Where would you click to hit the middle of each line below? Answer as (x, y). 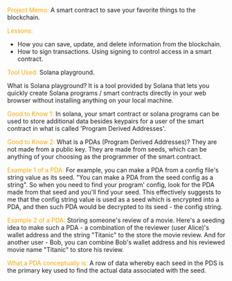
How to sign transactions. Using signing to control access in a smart (114, 52)
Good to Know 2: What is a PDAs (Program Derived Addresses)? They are (112, 142)
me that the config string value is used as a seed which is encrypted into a (113, 199)
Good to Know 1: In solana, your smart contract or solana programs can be (113, 114)
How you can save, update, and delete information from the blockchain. (119, 44)
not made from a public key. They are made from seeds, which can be (107, 149)
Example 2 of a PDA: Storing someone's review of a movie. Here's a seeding (116, 220)
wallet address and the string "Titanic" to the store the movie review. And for (116, 235)
